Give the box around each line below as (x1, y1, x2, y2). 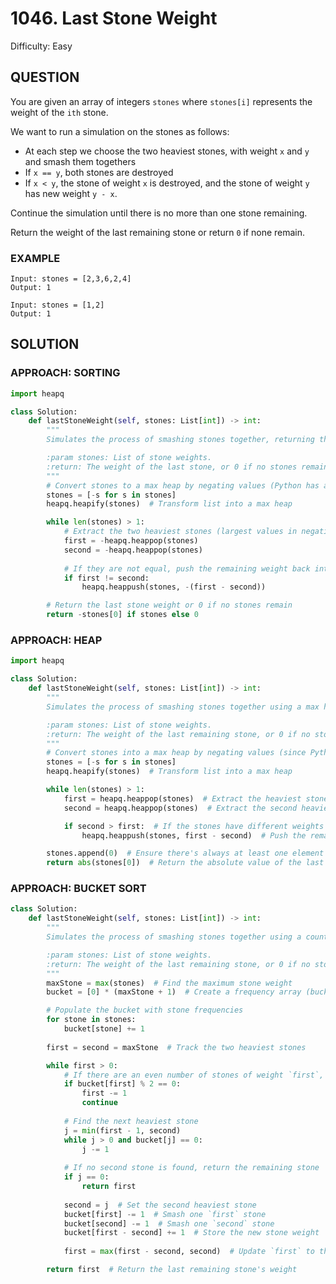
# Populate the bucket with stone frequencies (46, 1005, 244, 1016)
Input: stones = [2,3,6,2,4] (10, 274, 132, 284)
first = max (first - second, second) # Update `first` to (63, 1247, 315, 1257)
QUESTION (10, 69, 80, 86)
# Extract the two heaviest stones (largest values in (63, 527, 298, 537)
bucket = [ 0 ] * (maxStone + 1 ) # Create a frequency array (46, 987, 302, 997)
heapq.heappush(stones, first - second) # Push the (81, 830, 307, 841)
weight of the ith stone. (10, 106, 109, 118)
